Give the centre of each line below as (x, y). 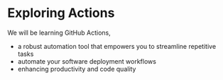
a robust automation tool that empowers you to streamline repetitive (117, 46)
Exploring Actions (61, 13)
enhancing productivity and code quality (77, 69)
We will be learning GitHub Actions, (59, 33)
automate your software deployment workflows (87, 61)
